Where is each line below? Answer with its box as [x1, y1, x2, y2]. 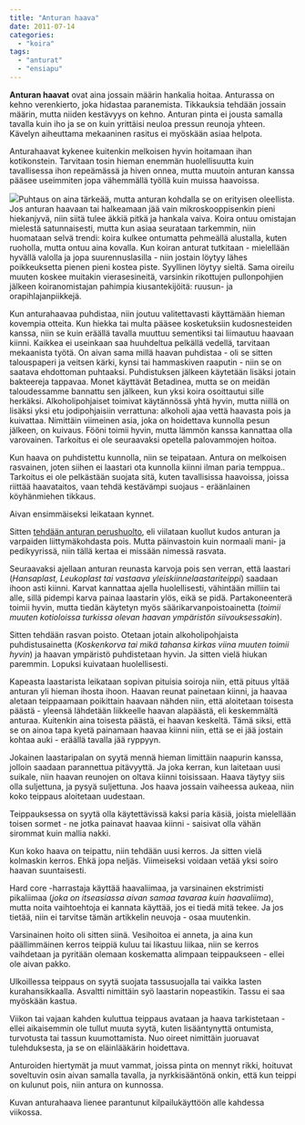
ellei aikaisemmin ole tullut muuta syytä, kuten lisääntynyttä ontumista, [9, 1023, 274, 1034]
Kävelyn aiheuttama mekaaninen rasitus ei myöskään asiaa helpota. [9, 128, 262, 139]
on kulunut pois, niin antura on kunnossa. [9, 1078, 164, 1090]
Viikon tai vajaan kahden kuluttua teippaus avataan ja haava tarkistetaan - [9, 1013, 286, 1024]
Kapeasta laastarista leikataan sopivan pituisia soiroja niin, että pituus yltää [9, 676, 290, 687]
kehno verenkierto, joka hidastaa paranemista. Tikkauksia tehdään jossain [9, 99, 287, 109]
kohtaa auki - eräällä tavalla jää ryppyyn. [9, 734, 161, 745]
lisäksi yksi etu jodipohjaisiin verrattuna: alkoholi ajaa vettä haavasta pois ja [9, 405, 291, 416]
